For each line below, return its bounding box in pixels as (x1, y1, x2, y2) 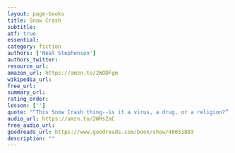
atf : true (7, 30, 37, 37)
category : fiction (7, 43, 61, 50)
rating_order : (7, 96, 49, 103)
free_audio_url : (7, 121, 55, 129)
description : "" (7, 135, 55, 142)
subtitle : (7, 23, 37, 30)
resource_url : (7, 63, 49, 70)
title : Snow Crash (7, 17, 61, 24)
